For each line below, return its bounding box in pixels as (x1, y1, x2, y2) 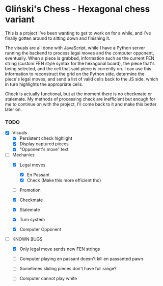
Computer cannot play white (19, 276, 77, 282)
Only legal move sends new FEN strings (19, 246, 100, 252)
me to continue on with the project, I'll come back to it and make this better (5, 101, 157, 107)
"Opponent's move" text (19, 146, 69, 153)
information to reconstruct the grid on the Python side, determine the (5, 71, 145, 77)
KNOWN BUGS (12, 236, 43, 242)
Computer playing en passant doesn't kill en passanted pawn (19, 256, 143, 262)
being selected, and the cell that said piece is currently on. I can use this (5, 65, 152, 72)
